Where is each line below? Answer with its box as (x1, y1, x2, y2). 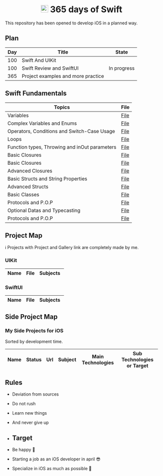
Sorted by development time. (5, 338, 63, 344)
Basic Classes (7, 191, 40, 198)
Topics (54, 104, 70, 111)
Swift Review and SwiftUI (21, 65, 79, 72)
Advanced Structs (7, 183, 49, 190)
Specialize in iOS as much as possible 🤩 (12, 466, 92, 472)
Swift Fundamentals (5, 89, 67, 97)
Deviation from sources (12, 391, 59, 397)
